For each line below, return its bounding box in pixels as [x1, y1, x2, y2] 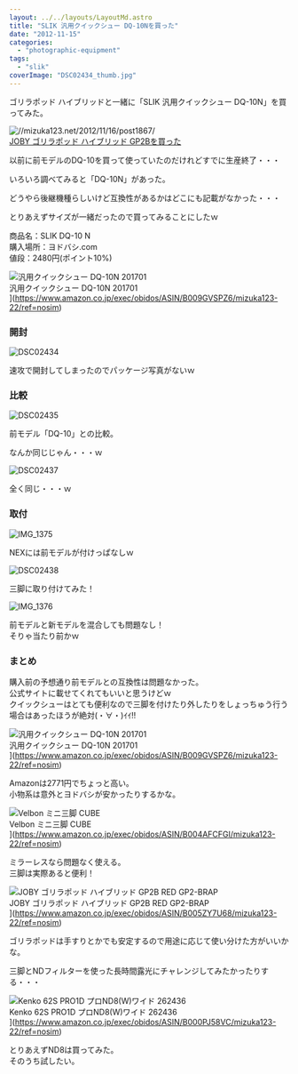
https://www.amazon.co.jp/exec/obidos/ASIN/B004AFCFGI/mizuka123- [14, 829, 277, 839]
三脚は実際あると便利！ [9, 868, 95, 878]
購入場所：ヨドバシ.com [9, 241, 98, 252]
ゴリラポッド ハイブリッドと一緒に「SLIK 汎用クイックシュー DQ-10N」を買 [9, 96, 286, 107]
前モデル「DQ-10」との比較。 [9, 429, 118, 439]
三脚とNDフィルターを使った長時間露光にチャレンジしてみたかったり [9, 966, 262, 976]
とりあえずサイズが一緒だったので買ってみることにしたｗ [9, 211, 219, 222]
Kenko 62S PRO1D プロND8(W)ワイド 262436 [9, 1006, 177, 1017]
